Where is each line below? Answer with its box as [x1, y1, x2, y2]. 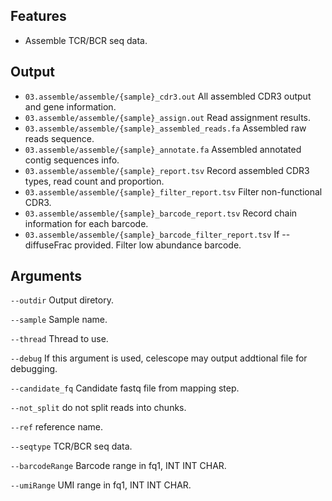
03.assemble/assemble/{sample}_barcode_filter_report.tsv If [24, 228, 280, 240]
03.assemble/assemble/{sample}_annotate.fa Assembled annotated [24, 143, 302, 155]
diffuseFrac [24, 239, 73, 251]
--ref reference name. [10, 421, 104, 433]
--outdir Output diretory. [10, 294, 114, 306]
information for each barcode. [24, 217, 149, 229]
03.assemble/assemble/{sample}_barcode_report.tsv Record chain [24, 207, 298, 219]
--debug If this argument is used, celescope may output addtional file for [10, 352, 308, 364]
